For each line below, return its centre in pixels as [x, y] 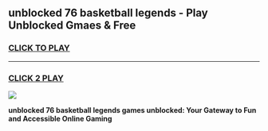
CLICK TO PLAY [39, 48]
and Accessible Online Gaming [60, 118]
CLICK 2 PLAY [36, 78]
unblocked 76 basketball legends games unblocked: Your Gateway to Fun [132, 110]
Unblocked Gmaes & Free [72, 26]
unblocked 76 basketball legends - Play [108, 13]
